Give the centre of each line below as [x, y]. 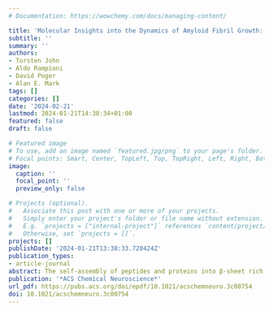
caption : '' [36, 174]
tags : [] [23, 91]
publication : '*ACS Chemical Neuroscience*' [85, 279]
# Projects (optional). [49, 204]
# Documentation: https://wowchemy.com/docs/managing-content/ [118, 16]
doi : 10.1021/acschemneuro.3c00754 [69, 294]
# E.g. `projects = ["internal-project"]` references [105, 226]
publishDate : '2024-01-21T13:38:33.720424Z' [85, 248]
